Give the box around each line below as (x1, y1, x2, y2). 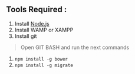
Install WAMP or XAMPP (14, 26, 74, 33)
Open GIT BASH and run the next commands (20, 44, 130, 51)
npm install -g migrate (14, 62, 74, 68)
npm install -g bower (14, 56, 68, 62)
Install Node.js (14, 20, 50, 27)
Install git (14, 32, 37, 40)
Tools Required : (6, 5, 67, 15)
